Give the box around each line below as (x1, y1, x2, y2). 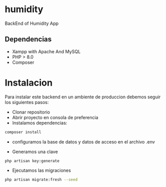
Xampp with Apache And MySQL (12, 48, 81, 54)
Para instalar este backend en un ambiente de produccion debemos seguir (5, 94, 161, 100)
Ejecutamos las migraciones (12, 167, 72, 173)
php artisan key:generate (5, 158, 59, 163)
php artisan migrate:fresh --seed (5, 177, 78, 182)
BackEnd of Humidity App (5, 20, 59, 26)
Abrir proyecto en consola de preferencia (12, 114, 98, 120)
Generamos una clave (12, 148, 58, 155)
